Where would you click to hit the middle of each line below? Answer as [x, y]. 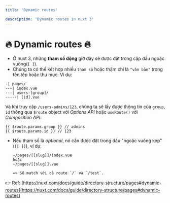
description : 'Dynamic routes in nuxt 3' [50, 19]
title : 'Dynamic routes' [31, 10]
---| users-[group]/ [27, 93]
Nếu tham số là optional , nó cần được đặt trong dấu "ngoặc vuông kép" [87, 141]
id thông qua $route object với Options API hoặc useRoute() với [72, 112]
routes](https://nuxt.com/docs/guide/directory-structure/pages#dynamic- [83, 190]
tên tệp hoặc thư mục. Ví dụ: [42, 75]
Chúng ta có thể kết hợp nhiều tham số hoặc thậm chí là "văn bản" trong [88, 70]
